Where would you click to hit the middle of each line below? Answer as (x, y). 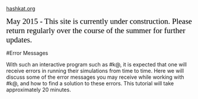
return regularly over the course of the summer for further (96, 31)
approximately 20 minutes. (39, 90)
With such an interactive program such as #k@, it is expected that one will (97, 64)
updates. (19, 40)
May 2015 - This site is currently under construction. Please (99, 21)
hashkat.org (21, 9)
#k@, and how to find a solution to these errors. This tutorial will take (90, 83)
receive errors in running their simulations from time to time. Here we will (95, 71)
